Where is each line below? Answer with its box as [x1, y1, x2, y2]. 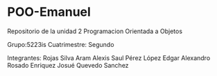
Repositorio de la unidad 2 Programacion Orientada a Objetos [7, 27, 182, 35]
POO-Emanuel [7, 4, 92, 20]
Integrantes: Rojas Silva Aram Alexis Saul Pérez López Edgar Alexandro [7, 53, 211, 62]
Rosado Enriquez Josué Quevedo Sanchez [7, 61, 130, 69]
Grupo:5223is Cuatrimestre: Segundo [7, 40, 114, 48]
